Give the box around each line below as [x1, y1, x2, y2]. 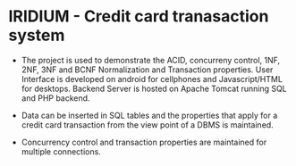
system [8, 25, 65, 46]
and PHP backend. [21, 92, 90, 104]
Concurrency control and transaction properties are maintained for [21, 137, 267, 147]
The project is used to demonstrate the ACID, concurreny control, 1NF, [21, 54, 281, 65]
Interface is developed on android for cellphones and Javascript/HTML [21, 73, 283, 84]
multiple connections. [21, 145, 102, 157]
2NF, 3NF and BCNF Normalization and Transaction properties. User [21, 64, 274, 75]
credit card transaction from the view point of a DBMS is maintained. [21, 119, 274, 130]
